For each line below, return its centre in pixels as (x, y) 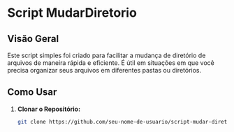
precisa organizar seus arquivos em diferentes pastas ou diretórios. (104, 70)
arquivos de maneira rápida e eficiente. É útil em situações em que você (111, 63)
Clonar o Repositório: (49, 109)
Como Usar (32, 92)
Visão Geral (33, 39)
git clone (32, 122)
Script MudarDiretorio (72, 13)
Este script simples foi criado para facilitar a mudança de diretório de (107, 55)
